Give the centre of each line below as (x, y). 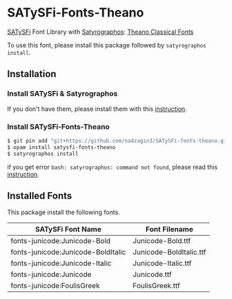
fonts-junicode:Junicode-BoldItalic (68, 252)
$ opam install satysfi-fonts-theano (61, 147)
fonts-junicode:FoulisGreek (55, 286)
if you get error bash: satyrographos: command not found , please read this (113, 167)
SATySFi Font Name (68, 229)
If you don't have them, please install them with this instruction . (97, 109)
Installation (32, 74)
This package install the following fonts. (64, 212)
